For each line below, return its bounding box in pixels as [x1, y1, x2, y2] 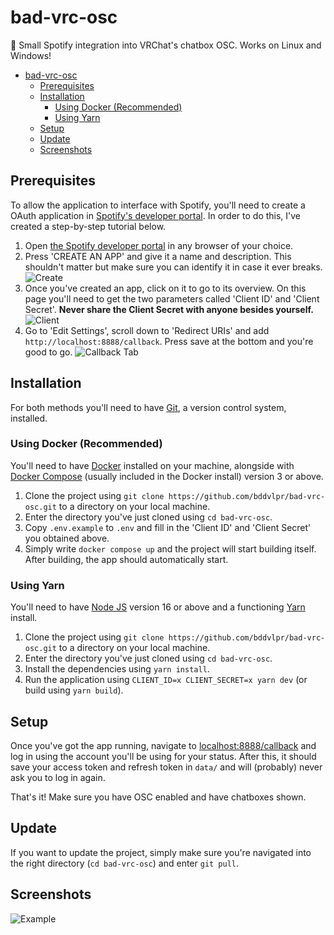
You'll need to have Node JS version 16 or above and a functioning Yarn [10, 601, 306, 613]
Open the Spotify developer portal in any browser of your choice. [24, 239, 294, 251]
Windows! [10, 49, 52, 61]
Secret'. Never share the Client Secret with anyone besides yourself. [24, 303, 314, 315]
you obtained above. [24, 532, 110, 544]
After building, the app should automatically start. [24, 553, 229, 565]
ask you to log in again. [10, 771, 106, 783]
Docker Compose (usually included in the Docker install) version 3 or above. [10, 470, 324, 482]
